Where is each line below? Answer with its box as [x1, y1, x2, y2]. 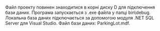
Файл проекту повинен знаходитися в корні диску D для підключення [5, 4, 155, 10]
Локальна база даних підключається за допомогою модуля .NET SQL [5, 15, 154, 20]
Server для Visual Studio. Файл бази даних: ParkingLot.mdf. [5, 20, 130, 26]
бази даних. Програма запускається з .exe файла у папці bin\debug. [5, 9, 151, 15]
